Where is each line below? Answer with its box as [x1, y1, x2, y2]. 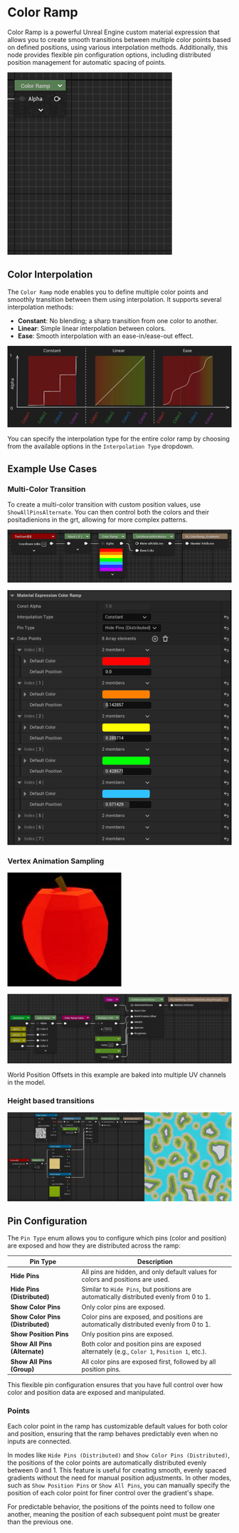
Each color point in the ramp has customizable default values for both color [7, 1422, 228, 1431]
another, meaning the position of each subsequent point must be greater [7, 1510, 221, 1519]
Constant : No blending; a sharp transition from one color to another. [17, 316, 218, 325]
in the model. [7, 1078, 46, 1086]
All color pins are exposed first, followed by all [81, 1357, 216, 1366]
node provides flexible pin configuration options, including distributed [7, 51, 211, 59]
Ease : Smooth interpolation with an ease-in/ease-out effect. [17, 332, 194, 340]
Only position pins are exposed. [81, 1330, 174, 1339]
